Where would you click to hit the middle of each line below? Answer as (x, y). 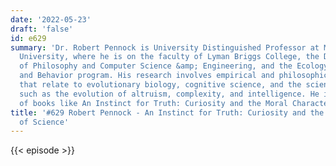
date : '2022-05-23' (51, 19)
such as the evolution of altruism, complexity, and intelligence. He (169, 94)
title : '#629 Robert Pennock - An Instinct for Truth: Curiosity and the (167, 112)
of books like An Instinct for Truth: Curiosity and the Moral (153, 103)
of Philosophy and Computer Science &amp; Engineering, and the (156, 66)
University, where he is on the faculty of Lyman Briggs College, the (169, 57)
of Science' (44, 122)
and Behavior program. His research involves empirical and (147, 76)
